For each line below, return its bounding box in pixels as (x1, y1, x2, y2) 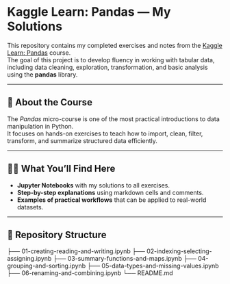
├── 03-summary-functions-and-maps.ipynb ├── (53, 255, 196, 263)
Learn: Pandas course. (7, 49, 71, 57)
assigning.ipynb (7, 255, 52, 263)
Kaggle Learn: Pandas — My (7, 4, 171, 20)
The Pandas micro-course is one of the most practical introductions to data (7, 114, 220, 123)
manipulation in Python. (7, 122, 74, 130)
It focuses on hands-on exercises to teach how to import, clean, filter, (7, 129, 203, 138)
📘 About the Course (7, 96, 92, 108)
